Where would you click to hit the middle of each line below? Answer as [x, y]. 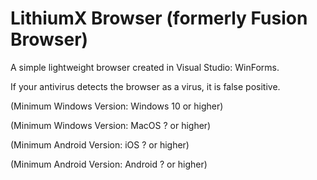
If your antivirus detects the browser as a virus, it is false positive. [145, 86]
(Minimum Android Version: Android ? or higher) [109, 164]
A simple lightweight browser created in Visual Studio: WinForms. [145, 67]
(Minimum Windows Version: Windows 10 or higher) [117, 106]
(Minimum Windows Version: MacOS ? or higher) [111, 125]
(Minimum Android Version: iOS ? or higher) [100, 144]
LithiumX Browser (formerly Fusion [159, 18]
